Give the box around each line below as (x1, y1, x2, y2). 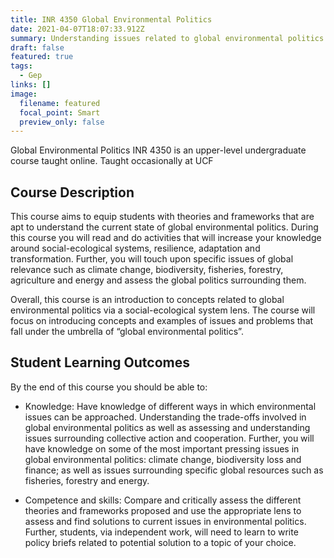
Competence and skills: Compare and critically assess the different (24, 494, 302, 506)
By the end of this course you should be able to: (10, 381, 208, 393)
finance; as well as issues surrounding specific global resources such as (24, 464, 324, 476)
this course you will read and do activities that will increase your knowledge (10, 232, 322, 244)
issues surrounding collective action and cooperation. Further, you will (24, 432, 315, 444)
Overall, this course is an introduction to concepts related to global (10, 294, 285, 306)
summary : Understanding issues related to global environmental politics (10, 33, 325, 43)
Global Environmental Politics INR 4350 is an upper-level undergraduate (10, 144, 307, 156)
